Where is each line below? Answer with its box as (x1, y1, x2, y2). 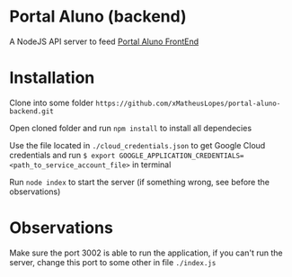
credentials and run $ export (9, 149, 116, 160)
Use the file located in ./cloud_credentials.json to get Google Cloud (9, 139, 266, 150)
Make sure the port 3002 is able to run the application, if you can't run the (9, 247, 283, 258)
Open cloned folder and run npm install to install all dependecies (9, 122, 252, 133)
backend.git (9, 106, 54, 116)
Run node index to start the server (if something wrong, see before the (9, 176, 270, 187)
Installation (9, 67, 95, 88)
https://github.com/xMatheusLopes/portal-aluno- (95, 99, 281, 108)
